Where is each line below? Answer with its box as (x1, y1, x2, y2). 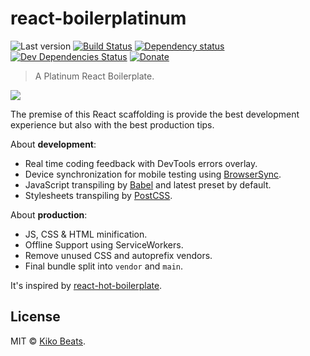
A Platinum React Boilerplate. (34, 70, 155, 82)
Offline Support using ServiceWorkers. (24, 238, 184, 251)
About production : (10, 208, 88, 221)
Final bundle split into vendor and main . (24, 260, 184, 272)
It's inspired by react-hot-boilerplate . (10, 279, 163, 291)
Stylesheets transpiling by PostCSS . (24, 189, 173, 201)
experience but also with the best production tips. (10, 118, 215, 131)
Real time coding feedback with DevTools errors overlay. (24, 157, 258, 169)
